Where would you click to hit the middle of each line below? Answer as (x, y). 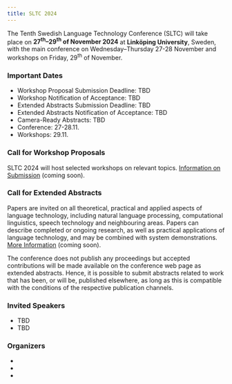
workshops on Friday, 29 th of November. (65, 57)
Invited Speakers (36, 305)
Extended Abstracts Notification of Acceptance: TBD (92, 113)
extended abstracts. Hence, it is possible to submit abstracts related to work (116, 273)
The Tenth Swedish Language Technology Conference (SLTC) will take (108, 33)
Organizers (26, 346)
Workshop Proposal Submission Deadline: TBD (84, 91)
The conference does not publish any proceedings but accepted (99, 258)
